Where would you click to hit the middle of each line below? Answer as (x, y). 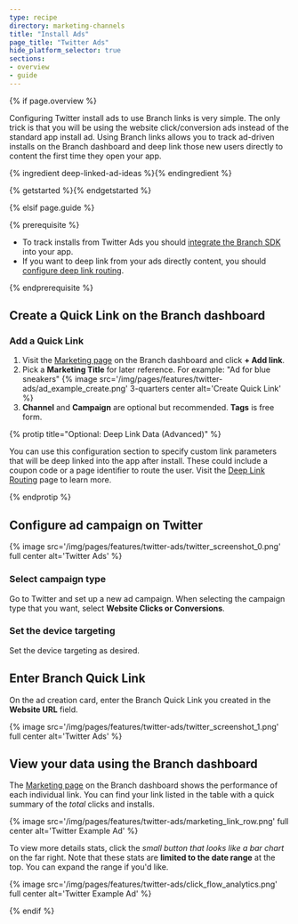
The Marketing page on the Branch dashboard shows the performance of (144, 785)
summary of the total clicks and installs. (82, 804)
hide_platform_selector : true (65, 51)
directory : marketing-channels (67, 26)
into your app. (48, 251)
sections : (28, 59)
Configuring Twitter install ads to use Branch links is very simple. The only (145, 118)
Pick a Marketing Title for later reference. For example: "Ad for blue (146, 369)
